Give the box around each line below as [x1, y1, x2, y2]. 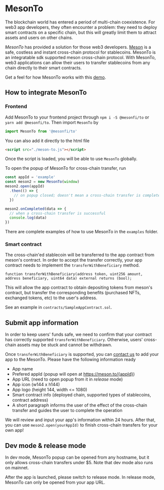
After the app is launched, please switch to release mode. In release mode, [5, 474, 156, 480]
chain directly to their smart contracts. [5, 64, 82, 71]
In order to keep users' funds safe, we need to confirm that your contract [5, 331, 152, 337]
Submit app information [5, 318, 79, 327]
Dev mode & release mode [5, 441, 86, 449]
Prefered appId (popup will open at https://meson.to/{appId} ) [12, 371, 135, 377]
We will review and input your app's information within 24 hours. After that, [5, 417, 156, 423]
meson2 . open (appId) [5, 184, 45, 189]
